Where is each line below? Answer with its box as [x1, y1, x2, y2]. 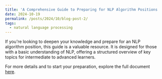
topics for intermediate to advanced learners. [5, 54, 96, 60]
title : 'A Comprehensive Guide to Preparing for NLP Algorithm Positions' [5, 7, 160, 12]
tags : [5, 20, 16, 26]
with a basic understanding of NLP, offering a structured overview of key [5, 49, 151, 55]
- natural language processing [9, 25, 73, 30]
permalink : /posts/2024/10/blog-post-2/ [5, 16, 89, 21]
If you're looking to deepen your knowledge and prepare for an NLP [5, 39, 141, 44]
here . [5, 69, 16, 75]
